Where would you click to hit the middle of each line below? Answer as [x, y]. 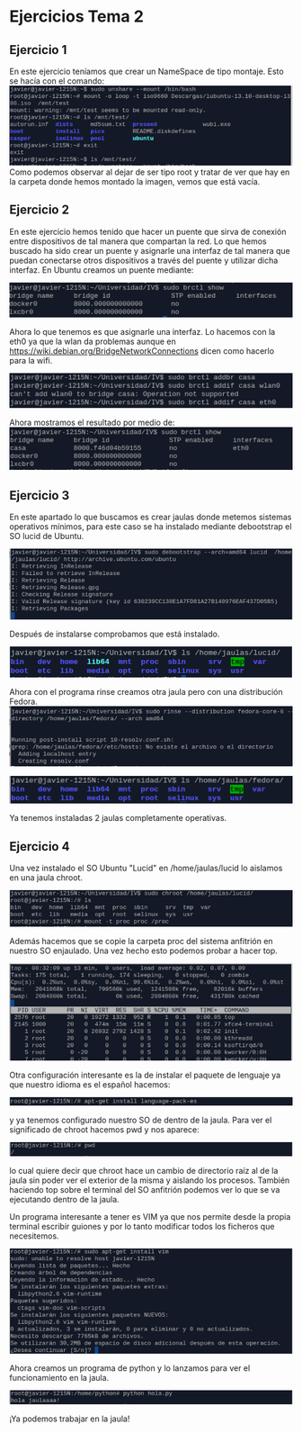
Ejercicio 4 [40, 847]
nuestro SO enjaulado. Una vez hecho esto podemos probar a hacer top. [144, 951]
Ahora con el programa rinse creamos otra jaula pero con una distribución [146, 691]
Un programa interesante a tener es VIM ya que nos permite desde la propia [150, 1217]
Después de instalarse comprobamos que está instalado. [115, 634]
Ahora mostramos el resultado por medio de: [92, 422]
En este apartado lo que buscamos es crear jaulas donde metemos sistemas [151, 517]
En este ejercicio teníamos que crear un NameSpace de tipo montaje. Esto [147, 71]
